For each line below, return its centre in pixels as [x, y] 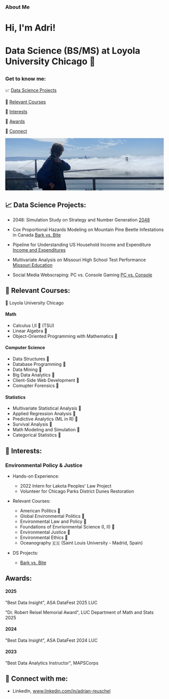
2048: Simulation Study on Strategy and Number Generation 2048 [81, 219]
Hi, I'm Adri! [30, 28]
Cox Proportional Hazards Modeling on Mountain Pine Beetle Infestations [88, 229]
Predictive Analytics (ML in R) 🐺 [45, 419]
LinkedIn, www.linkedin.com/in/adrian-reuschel [61, 691]
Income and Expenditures [39, 250]
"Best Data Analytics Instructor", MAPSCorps [52, 663]
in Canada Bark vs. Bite [37, 235]
